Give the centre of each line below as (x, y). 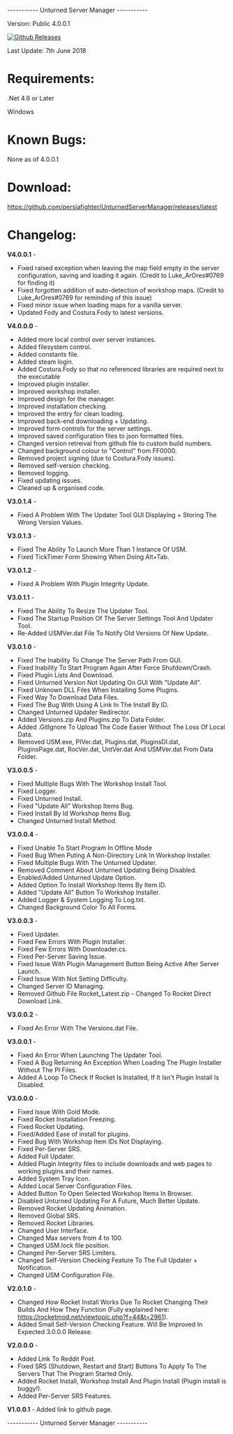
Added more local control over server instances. (87, 339)
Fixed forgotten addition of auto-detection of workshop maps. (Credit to (121, 290)
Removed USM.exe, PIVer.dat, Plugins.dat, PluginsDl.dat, (99, 741)
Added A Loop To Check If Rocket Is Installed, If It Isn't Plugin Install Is (118, 1077)
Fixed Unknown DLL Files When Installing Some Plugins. (98, 690)
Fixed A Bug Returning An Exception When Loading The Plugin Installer (119, 1062)
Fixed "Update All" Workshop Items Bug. (76, 806)
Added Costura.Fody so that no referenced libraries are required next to (121, 369)
